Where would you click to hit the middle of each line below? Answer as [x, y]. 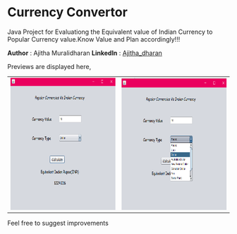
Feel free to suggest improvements [58, 223]
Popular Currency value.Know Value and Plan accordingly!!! [94, 39]
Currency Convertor [68, 12]
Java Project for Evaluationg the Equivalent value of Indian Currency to [110, 32]
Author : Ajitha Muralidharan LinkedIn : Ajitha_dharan [85, 53]
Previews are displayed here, [49, 66]
